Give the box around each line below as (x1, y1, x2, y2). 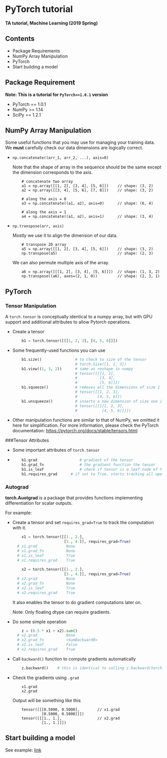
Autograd (5, 483, 29, 490)
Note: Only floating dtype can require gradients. (12, 609, 111, 615)
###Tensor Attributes (5, 437, 49, 443)
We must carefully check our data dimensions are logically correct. (5, 145, 144, 151)
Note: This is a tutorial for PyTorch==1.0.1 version (5, 91, 108, 97)
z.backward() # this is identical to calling (21, 666, 125, 671)
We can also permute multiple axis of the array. (12, 260, 110, 266)
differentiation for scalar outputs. (5, 500, 73, 506)
